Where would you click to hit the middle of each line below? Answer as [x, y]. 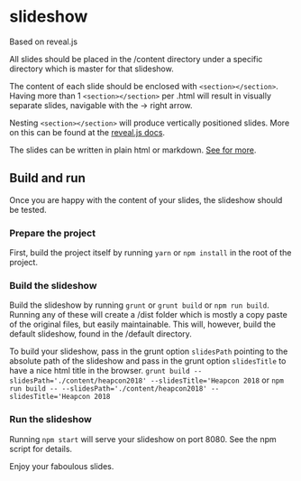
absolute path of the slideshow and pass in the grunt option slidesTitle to [148, 361]
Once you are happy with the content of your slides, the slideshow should [146, 199]
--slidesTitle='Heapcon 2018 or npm [217, 380]
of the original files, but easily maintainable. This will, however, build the [143, 324]
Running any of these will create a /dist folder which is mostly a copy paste [149, 315]
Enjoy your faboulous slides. [62, 466]
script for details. [41, 449]
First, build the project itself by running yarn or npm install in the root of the [150, 253]
